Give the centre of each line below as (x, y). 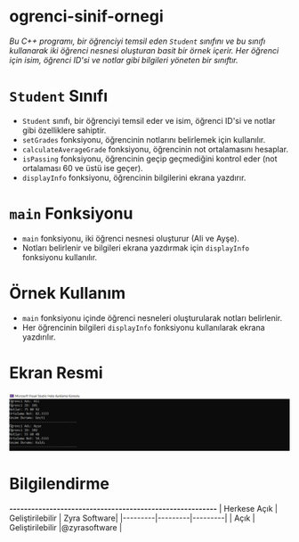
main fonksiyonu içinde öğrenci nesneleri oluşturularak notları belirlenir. (152, 317)
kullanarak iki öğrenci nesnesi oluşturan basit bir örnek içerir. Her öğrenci (144, 50)
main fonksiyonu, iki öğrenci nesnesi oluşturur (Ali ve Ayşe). (131, 238)
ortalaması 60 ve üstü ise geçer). (83, 168)
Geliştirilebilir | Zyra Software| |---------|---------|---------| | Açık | (132, 518)
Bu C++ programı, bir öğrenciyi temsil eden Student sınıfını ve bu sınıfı (137, 41)
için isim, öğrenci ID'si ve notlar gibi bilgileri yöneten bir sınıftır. (124, 60)
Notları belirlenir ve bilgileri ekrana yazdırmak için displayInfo (136, 248)
